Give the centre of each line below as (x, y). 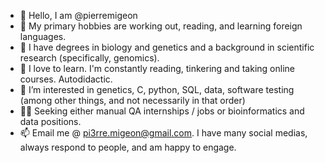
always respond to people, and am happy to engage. (128, 147)
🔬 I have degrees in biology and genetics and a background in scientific (167, 47)
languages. (43, 36)
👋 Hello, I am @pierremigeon (78, 15)
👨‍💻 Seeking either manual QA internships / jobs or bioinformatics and (162, 111)
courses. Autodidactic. (66, 79)
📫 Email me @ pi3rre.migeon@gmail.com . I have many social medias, (163, 133)
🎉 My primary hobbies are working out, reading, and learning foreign (161, 26)
